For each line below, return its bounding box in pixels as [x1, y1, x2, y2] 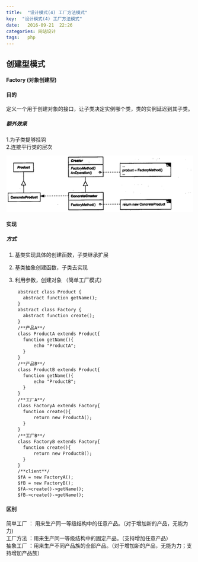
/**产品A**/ [17, 325, 46, 331]
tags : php [6, 34, 36, 41]
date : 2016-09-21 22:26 [6, 22, 73, 28]
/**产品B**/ [17, 361, 46, 367]
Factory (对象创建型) [6, 76, 58, 84]
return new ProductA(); [33, 415, 92, 421]
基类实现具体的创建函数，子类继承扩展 [14, 251, 108, 258]
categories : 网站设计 [6, 28, 56, 34]
